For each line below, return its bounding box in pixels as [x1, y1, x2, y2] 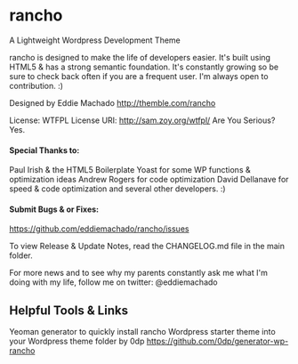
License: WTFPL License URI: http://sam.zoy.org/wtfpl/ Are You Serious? [9, 115, 276, 125]
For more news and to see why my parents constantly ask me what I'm [9, 268, 269, 279]
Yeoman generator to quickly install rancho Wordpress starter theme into [9, 327, 276, 337]
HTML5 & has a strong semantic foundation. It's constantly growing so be [9, 61, 278, 72]
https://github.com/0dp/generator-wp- [146, 336, 289, 347]
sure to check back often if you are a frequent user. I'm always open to [9, 70, 269, 81]
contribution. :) [9, 80, 64, 91]
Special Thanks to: [9, 144, 80, 156]
